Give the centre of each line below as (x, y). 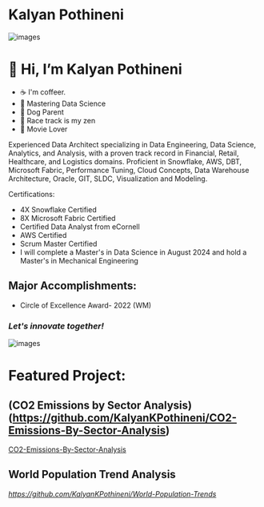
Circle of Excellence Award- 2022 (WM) (86, 305)
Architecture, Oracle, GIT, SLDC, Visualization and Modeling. (108, 179)
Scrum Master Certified (58, 243)
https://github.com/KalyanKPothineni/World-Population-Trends (112, 493)
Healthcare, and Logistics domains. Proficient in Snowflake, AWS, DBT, (125, 161)
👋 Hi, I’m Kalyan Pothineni (95, 69)
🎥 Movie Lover (44, 129)
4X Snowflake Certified (58, 209)
